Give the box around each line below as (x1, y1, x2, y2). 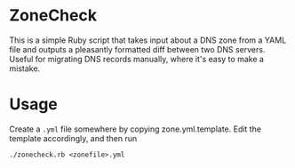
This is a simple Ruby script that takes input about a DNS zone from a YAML (9, 35, 287, 45)
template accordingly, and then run (9, 132, 138, 143)
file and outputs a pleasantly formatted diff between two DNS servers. (9, 44, 266, 54)
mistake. (9, 63, 41, 74)
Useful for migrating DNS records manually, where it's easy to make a (9, 53, 265, 64)
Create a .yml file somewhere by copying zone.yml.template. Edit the (9, 124, 262, 134)
